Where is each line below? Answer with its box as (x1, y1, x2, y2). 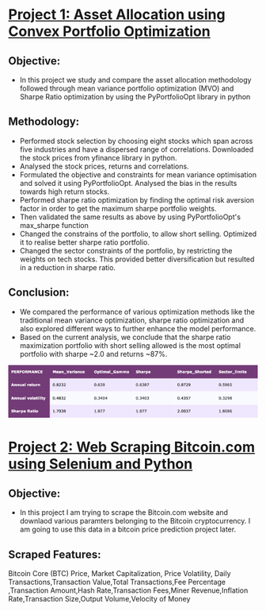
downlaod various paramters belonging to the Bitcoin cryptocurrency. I (19, 516, 251, 526)
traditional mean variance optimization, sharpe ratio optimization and (19, 315, 245, 325)
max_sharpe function (19, 220, 89, 230)
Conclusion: (8, 286, 70, 300)
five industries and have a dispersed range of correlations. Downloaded (19, 145, 254, 154)
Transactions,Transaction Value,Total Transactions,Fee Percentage (8, 577, 226, 586)
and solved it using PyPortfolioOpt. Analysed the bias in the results (19, 178, 237, 188)
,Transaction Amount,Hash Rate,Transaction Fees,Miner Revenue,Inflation (8, 586, 249, 595)
